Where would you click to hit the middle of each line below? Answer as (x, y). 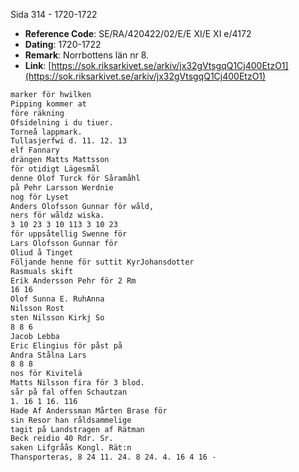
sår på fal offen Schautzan (69, 392)
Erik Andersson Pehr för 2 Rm (73, 280)
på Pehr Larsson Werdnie (62, 187)
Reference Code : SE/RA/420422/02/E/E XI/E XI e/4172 (138, 33)
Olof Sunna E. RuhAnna (57, 299)
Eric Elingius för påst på (66, 345)
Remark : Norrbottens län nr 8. (87, 55)
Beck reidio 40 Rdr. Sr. (62, 439)
